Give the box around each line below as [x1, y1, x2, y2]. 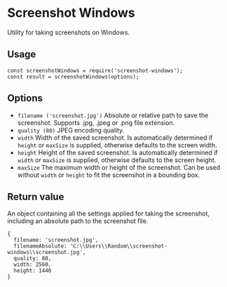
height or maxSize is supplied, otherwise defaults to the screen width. [17, 140, 217, 149]
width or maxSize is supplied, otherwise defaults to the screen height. [17, 156, 216, 164]
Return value [7, 191, 64, 203]
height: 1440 [13, 267, 52, 274]
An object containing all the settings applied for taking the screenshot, [7, 209, 210, 218]
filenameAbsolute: [13, 243, 68, 250]
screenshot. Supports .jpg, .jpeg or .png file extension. [17, 118, 175, 127]
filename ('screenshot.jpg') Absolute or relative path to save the [17, 111, 209, 119]
